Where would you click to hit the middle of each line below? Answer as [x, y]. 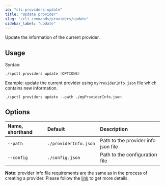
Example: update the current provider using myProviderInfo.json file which [81, 83]
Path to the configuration [128, 155]
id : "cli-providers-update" [34, 10]
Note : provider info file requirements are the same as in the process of [76, 173]
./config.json [64, 157]
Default [56, 129]
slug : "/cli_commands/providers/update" [47, 19]
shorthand [20, 132]
